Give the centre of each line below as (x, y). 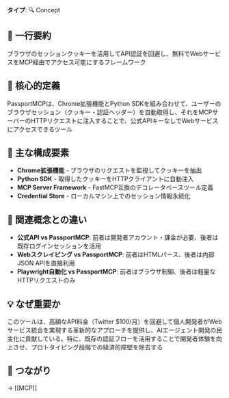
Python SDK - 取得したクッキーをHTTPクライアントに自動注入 (105, 179)
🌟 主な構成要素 (38, 153)
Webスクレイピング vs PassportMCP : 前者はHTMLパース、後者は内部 (116, 254)
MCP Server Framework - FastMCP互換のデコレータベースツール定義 (115, 187)
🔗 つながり (29, 371)
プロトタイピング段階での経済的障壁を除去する (96, 347)
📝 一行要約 (29, 36)
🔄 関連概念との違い (47, 220)
